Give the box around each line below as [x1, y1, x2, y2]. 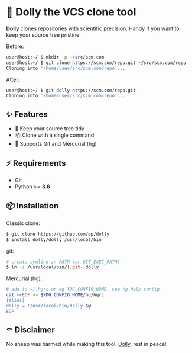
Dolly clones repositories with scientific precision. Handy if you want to [6, 25, 180, 32]
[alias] [6, 297, 25, 303]
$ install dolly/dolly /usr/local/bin [6, 236, 102, 242]
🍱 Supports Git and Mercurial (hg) [14, 140, 97, 147]
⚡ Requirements [6, 158, 66, 168]
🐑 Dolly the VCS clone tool [6, 5, 136, 19]
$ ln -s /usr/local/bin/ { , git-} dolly [6, 264, 99, 270]
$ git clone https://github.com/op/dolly [6, 231, 110, 237]
